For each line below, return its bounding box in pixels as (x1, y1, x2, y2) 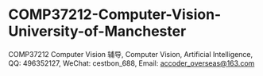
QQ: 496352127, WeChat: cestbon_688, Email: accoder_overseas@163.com (8, 58, 255, 68)
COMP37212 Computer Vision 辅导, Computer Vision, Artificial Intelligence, (8, 49, 253, 59)
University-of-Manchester (8, 22, 187, 40)
